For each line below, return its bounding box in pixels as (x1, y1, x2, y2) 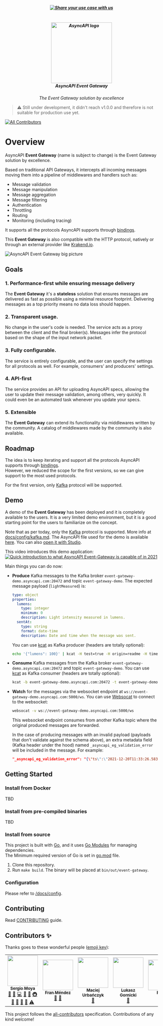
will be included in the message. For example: (12, 747, 104, 753)
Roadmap (5, 444, 35, 452)
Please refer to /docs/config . (5, 890, 63, 896)
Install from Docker (5, 785, 51, 792)
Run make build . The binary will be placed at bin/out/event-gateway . (12, 867, 149, 873)
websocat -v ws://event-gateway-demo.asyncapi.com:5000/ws (12, 708, 134, 713)
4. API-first (5, 375, 32, 382)
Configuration (5, 879, 39, 886)
